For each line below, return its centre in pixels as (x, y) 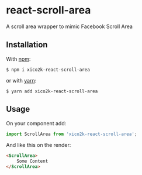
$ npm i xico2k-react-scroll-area (48, 70)
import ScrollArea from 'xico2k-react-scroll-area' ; (72, 134)
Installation (27, 45)
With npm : (18, 59)
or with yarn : (21, 80)
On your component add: (36, 123)
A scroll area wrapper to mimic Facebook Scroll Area (70, 26)
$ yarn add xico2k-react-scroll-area (52, 91)
